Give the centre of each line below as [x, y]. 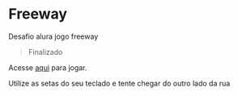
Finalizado [45, 52]
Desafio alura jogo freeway [53, 36]
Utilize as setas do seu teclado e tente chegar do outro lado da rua [119, 83]
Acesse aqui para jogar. [48, 67]
